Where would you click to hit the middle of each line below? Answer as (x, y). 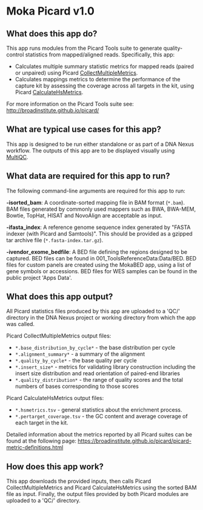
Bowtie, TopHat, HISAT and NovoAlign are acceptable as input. (84, 215)
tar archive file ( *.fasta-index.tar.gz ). (55, 240)
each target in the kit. (42, 423)
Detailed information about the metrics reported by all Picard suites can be (99, 435)
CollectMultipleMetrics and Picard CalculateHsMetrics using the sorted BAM (101, 488)
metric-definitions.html (35, 447)
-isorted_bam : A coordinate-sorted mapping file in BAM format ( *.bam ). (95, 202)
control (15, 55)
